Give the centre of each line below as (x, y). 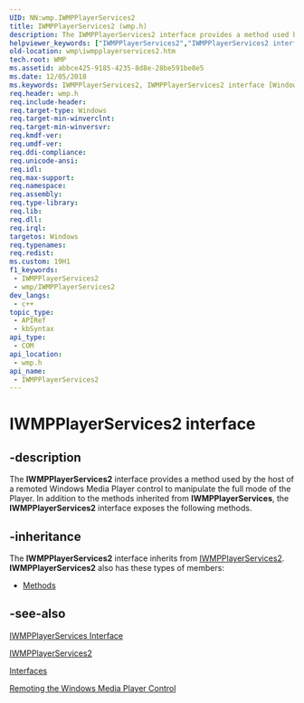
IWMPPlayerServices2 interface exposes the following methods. (131, 508)
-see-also (38, 614)
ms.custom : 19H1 (40, 262)
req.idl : (26, 169)
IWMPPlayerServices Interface (66, 635)
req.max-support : (42, 177)
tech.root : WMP (38, 60)
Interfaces (28, 670)
